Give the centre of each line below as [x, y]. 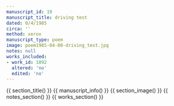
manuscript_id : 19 [29, 12]
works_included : [26, 57]
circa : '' [19, 29]
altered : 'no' [29, 68]
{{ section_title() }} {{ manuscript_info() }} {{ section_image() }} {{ [87, 90]
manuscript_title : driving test [47, 17]
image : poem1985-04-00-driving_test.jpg [58, 46]
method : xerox [24, 34]
